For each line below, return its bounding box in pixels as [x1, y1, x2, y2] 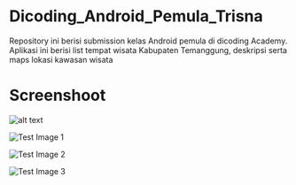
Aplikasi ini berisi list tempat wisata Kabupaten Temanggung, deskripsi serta [9, 44, 288, 55]
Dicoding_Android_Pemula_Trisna [9, 6, 263, 27]
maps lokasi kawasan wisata [9, 54, 113, 65]
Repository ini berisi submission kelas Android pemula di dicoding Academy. [9, 35, 288, 46]
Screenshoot [9, 86, 106, 105]
